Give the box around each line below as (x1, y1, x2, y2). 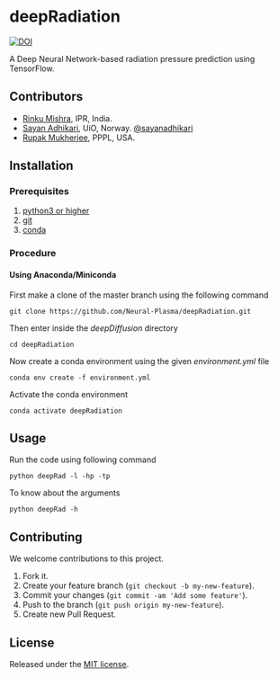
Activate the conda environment (9, 388, 129, 399)
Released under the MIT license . (9, 659, 130, 669)
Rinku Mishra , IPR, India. (22, 112, 112, 123)
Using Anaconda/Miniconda (9, 269, 117, 280)
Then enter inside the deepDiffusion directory (9, 322, 178, 334)
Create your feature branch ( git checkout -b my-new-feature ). (22, 580, 255, 591)
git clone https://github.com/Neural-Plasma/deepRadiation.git (9, 307, 252, 316)
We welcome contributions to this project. (9, 553, 165, 564)
